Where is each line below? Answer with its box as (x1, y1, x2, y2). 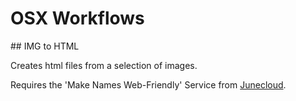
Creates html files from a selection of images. (10, 59, 198, 71)
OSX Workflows (10, 7, 145, 30)
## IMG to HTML (10, 40, 80, 52)
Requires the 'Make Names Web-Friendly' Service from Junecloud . (10, 78, 287, 91)
